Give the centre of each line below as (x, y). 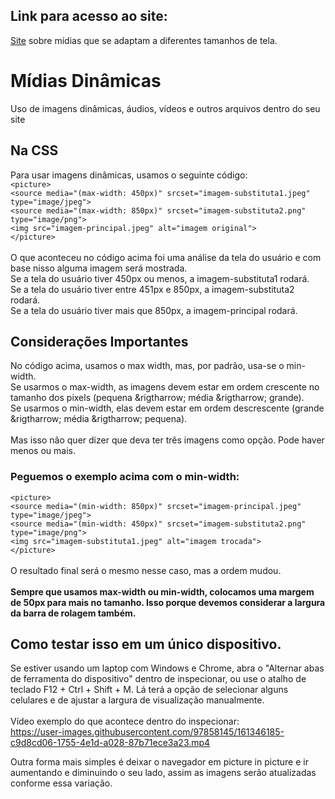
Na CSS (34, 150)
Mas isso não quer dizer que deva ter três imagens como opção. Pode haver (167, 440)
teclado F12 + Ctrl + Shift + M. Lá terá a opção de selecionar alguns (149, 690)
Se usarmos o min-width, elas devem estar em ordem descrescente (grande (167, 408)
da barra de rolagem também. (73, 613)
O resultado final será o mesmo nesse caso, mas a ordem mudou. (146, 570)
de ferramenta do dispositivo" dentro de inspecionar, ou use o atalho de (158, 679)
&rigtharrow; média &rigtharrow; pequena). (99, 419)
